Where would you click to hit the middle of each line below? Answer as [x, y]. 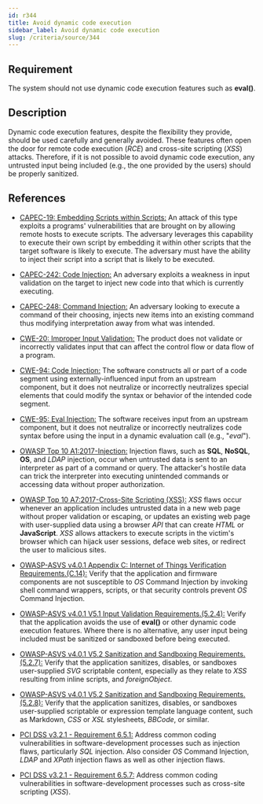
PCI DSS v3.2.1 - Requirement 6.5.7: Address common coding [119, 775]
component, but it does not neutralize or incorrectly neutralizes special [134, 387]
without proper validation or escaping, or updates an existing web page [135, 516]
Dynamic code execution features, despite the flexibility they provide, [121, 131]
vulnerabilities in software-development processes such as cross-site [132, 783]
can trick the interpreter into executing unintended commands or [124, 476]
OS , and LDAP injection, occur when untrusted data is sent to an [123, 459]
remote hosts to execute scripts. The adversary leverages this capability [136, 234]
